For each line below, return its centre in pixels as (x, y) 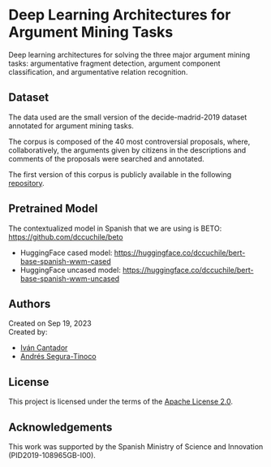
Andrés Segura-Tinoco (58, 357)
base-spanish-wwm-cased (65, 261)
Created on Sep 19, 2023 (50, 323)
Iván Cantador (44, 348)
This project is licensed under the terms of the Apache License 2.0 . (121, 402)
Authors (30, 303)
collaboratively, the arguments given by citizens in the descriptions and (127, 150)
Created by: (28, 332)
